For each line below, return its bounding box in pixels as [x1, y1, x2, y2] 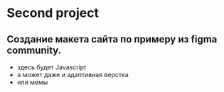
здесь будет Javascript [16, 63, 87, 71]
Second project [6, 5, 99, 21]
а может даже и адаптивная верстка [16, 71, 129, 79]
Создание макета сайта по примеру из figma [6, 33, 218, 45]
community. [6, 44, 62, 56]
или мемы [16, 78, 48, 86]
